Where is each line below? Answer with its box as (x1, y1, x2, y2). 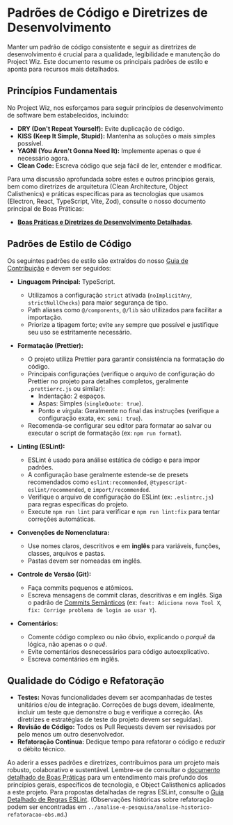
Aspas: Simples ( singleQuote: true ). (38, 399, 144, 408)
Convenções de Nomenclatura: (17, 528, 110, 536)
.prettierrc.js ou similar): (27, 384, 106, 392)
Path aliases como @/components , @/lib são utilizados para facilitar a (27, 305, 223, 314)
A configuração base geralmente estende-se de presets (27, 470, 189, 479)
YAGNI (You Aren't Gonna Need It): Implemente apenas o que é (17, 146, 202, 154)
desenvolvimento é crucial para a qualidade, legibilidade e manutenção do (7, 50, 220, 58)
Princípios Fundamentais (7, 85, 118, 97)
